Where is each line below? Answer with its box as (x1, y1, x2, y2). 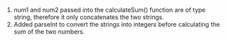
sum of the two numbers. (13, 27, 85, 36)
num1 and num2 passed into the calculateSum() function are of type (13, 6, 206, 14)
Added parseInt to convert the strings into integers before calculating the (13, 20, 220, 28)
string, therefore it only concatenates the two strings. (13, 13, 165, 21)
